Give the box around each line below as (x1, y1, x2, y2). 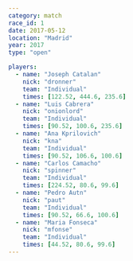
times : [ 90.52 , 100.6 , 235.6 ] (22, 123, 123, 130)
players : (8, 63, 37, 72)
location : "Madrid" (8, 33, 73, 42)
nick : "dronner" (22, 77, 77, 86)
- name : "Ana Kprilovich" (15, 130, 102, 138)
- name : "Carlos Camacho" (15, 159, 102, 167)
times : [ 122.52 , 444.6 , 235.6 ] (22, 92, 127, 100)
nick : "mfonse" (22, 226, 73, 234)
